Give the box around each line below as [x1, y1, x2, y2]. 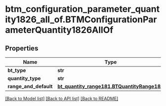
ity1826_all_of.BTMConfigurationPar [5, 14, 157, 25]
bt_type [7, 67, 26, 73]
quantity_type [7, 75, 41, 82]
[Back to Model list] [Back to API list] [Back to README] [5, 96, 119, 102]
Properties [5, 44, 39, 52]
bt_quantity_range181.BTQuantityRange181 [57, 83, 164, 90]
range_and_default [7, 83, 53, 90]
